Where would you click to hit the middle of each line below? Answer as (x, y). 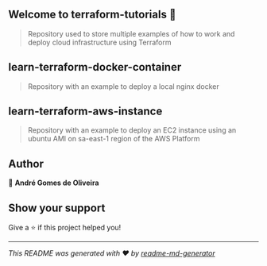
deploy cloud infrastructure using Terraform (99, 42)
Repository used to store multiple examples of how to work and (131, 33)
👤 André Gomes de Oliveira (54, 183)
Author (26, 164)
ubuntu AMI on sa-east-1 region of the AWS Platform (114, 139)
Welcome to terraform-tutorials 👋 (92, 15)
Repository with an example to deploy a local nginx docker (124, 86)
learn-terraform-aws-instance (85, 112)
